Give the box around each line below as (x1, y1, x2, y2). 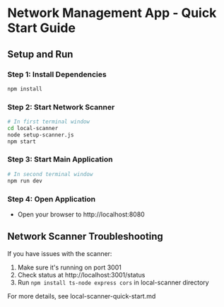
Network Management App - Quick (7, 5, 217, 21)
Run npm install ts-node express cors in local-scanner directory (17, 278, 210, 286)
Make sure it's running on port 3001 (17, 263, 122, 272)
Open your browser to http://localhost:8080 (17, 210, 145, 219)
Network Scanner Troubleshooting (7, 231, 164, 243)
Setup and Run (7, 48, 73, 60)
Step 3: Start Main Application (7, 154, 113, 164)
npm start (7, 138, 37, 145)
